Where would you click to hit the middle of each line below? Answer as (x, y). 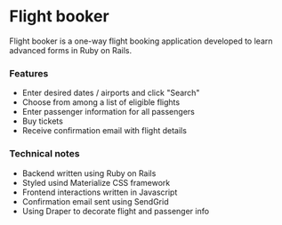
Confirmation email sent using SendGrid (95, 201)
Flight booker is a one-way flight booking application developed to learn (141, 41)
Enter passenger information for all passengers (109, 112)
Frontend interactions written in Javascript (100, 192)
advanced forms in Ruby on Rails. (70, 50)
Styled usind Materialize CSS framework (96, 182)
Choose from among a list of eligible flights (101, 102)
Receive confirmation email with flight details (104, 131)
